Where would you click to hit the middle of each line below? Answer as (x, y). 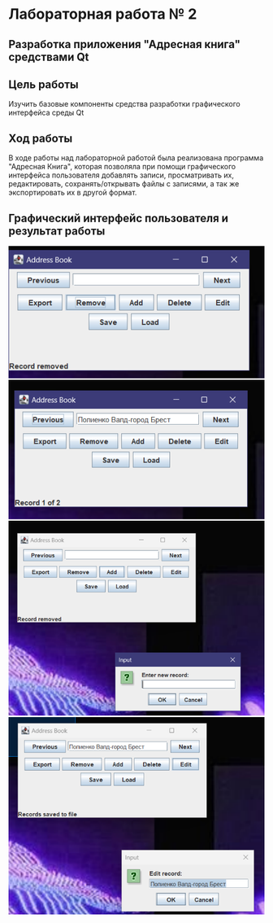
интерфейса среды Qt (46, 113)
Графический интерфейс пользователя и (119, 218)
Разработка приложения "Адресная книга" (125, 44)
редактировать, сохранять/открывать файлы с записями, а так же (124, 184)
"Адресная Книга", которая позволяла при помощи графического (122, 167)
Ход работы (41, 138)
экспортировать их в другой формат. (73, 193)
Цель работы (43, 84)
